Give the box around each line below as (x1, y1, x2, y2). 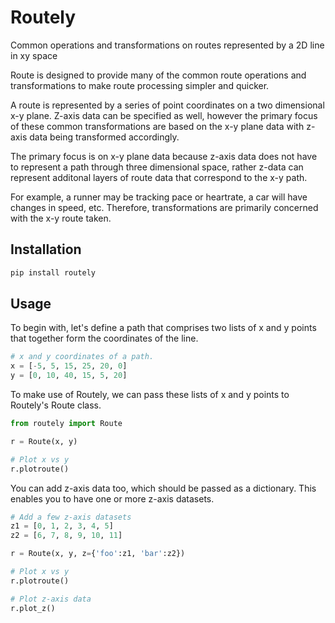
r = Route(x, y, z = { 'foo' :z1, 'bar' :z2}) (10, 549, 186, 559)
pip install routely (10, 267, 97, 278)
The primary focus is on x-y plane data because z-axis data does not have (10, 150, 318, 162)
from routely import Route (10, 419, 123, 429)
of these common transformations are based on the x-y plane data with (10, 120, 305, 132)
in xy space (10, 49, 58, 61)
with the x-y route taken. (10, 212, 112, 224)
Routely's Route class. (10, 399, 102, 411)
